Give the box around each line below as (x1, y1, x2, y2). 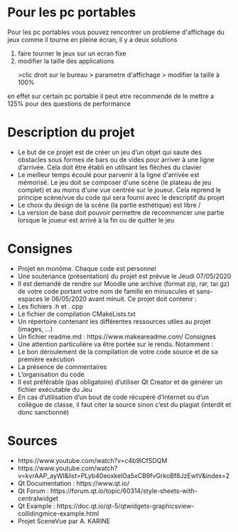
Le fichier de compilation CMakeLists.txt (17, 309, 136, 318)
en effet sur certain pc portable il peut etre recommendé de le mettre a (7, 92, 215, 100)
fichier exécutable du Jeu (17, 385, 92, 393)
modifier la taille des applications (17, 56, 115, 65)
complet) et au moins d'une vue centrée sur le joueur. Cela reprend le (17, 186, 222, 194)
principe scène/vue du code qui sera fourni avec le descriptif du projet (17, 193, 225, 201)
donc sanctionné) (17, 408, 70, 416)
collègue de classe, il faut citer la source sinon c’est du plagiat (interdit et (17, 400, 232, 409)
